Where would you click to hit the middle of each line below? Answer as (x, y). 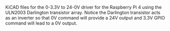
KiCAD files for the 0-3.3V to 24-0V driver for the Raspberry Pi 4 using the (83, 7)
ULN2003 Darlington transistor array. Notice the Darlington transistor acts (83, 12)
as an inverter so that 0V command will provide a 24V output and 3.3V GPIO (85, 18)
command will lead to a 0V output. (41, 23)
